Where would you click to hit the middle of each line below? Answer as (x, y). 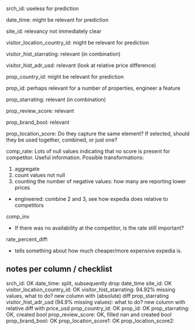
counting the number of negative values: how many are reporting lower (100, 181)
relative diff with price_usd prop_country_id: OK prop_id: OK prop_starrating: (98, 308)
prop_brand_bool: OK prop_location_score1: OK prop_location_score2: (90, 321)
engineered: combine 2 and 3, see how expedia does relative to (91, 199)
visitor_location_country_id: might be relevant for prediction (78, 43)
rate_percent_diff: (27, 239)
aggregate (27, 169)
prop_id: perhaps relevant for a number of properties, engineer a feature (93, 88)
